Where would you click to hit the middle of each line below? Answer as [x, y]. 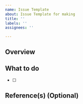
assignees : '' [20, 28]
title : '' [15, 19]
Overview [20, 52]
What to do [22, 68]
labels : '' [16, 23]
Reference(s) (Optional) [42, 95]
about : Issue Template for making [40, 14]
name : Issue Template [27, 10]
